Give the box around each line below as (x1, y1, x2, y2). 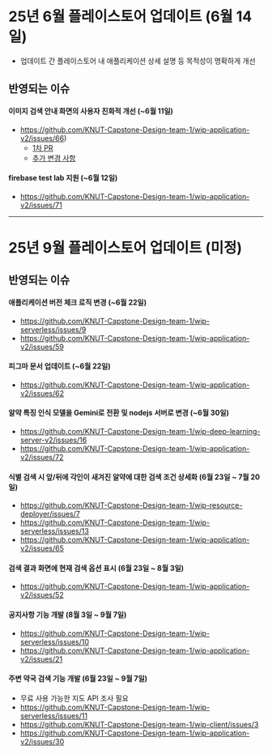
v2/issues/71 (19, 200, 62, 210)
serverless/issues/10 (19, 637, 90, 646)
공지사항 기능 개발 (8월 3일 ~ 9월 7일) (8, 609, 127, 620)
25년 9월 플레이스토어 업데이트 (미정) (8, 238, 243, 257)
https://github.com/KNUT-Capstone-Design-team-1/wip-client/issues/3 (19, 719, 259, 729)
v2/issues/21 (19, 654, 63, 664)
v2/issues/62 (19, 388, 65, 398)
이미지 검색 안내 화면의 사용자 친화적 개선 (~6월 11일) (8, 106, 174, 116)
